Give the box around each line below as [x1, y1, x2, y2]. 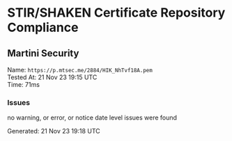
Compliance [7, 19, 79, 35]
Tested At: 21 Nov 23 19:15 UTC [7, 73, 98, 81]
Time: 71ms [7, 81, 40, 88]
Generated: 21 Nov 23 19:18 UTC [7, 127, 101, 135]
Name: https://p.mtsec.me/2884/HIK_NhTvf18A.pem [7, 66, 153, 74]
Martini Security [7, 47, 79, 59]
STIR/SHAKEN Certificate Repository [7, 5, 226, 21]
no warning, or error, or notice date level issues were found [7, 113, 178, 122]
